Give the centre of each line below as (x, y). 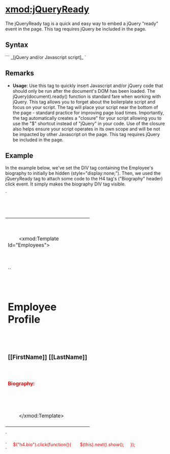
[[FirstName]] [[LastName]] (47, 357)
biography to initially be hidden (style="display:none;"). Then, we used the (83, 173)
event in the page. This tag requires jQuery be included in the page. (76, 29)
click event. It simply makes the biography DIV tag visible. (65, 184)
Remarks (20, 73)
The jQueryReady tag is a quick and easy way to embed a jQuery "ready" (82, 23)
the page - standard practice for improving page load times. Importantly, (88, 113)
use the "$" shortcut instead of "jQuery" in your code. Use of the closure (89, 123)
